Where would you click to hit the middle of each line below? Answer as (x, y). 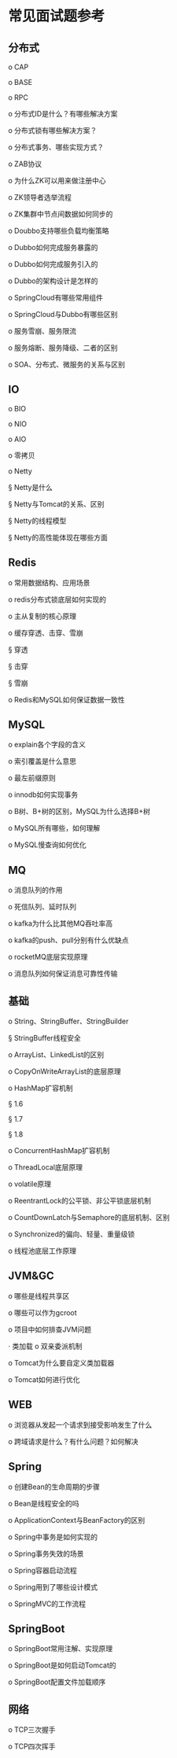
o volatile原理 (30, 1184)
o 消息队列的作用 (35, 890)
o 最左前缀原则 (32, 778)
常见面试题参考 (57, 16)
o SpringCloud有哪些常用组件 (56, 297)
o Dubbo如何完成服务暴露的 (53, 247)
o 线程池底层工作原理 (42, 1251)
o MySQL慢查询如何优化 (47, 845)
